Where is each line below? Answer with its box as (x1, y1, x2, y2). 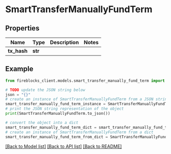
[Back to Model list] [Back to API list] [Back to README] (5, 143, 122, 149)
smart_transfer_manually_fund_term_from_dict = (5, 134, 108, 139)
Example (5, 65, 34, 73)
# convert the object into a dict (5, 120, 79, 125)
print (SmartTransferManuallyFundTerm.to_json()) (5, 111, 110, 116)
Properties (5, 24, 40, 33)
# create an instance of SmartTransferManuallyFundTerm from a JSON (5, 97, 154, 102)
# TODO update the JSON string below (5, 87, 85, 93)
